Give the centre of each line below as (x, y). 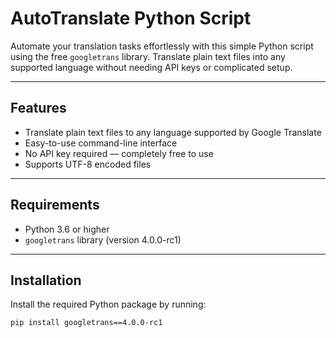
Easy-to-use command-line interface (101, 143)
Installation (46, 280)
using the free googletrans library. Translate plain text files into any (148, 56)
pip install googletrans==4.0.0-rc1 (86, 323)
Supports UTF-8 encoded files (88, 164)
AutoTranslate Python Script (131, 18)
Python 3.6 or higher (67, 229)
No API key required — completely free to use (119, 153)
